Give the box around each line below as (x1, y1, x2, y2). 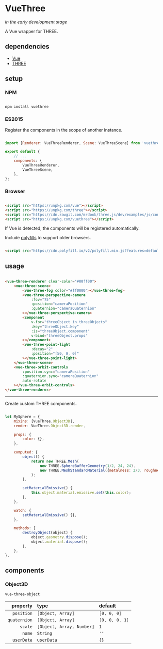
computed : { (14, 450, 38, 455)
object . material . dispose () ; (31, 539, 88, 544)
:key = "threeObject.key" (31, 324, 79, 329)
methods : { (14, 526, 36, 531)
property (11, 602, 33, 609)
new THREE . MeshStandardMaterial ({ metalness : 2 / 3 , (39, 468, 142, 473)
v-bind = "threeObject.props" (31, 333, 88, 338)
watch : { (14, 508, 32, 513)
